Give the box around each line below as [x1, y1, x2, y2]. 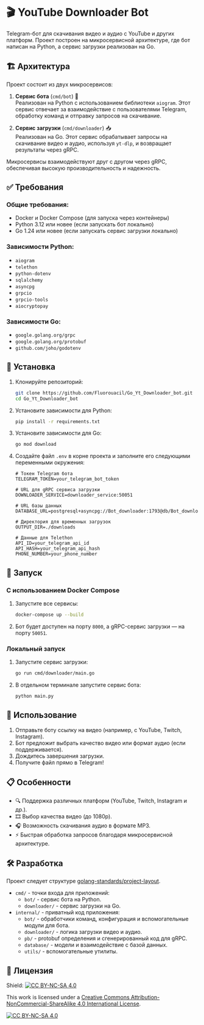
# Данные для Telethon [15, 535, 73, 541]
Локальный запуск [6, 644, 66, 653]
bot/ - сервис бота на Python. [24, 896, 102, 903]
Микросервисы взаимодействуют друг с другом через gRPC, [6, 158, 167, 165]
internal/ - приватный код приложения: [15, 909, 120, 916]
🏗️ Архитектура [6, 61, 70, 72]
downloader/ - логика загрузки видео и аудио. [24, 928, 142, 936]
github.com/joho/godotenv [15, 346, 81, 352]
